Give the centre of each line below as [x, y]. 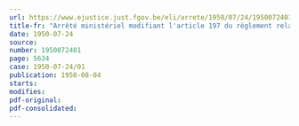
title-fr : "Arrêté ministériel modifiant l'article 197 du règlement [141, 26]
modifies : [28, 91]
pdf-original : [36, 100]
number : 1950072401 [45, 51]
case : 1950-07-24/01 [48, 67]
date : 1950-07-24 [41, 34]
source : [24, 42]
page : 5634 [29, 59]
